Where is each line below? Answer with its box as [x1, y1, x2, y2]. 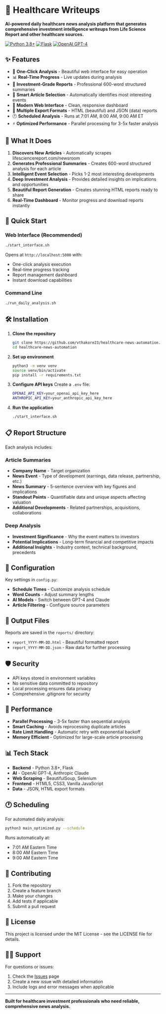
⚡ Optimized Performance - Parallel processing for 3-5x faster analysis [12, 120, 159, 126]
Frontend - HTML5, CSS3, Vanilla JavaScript [12, 780, 104, 786]
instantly [12, 203, 30, 208]
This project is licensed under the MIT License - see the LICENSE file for [5, 931, 152, 937]
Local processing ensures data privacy [12, 685, 91, 691]
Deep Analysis [5, 522, 41, 529]
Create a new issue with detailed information [12, 978, 104, 984]
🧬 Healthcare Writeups [5, 4, 100, 16]
